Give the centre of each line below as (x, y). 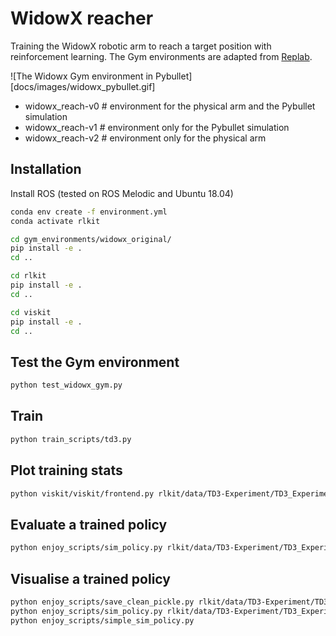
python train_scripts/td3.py (71, 439)
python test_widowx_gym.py (66, 385)
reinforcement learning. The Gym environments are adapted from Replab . (161, 56)
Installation (46, 169)
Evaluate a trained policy (89, 524)
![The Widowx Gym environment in (82, 76)
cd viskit (31, 312)
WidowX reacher (82, 18)
